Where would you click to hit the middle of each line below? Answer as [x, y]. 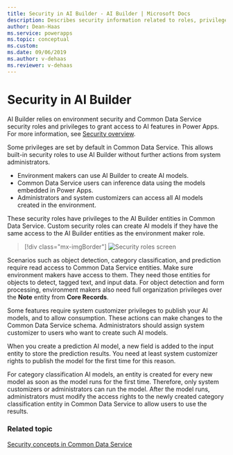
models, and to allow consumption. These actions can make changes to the [115, 317]
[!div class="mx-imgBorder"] [66, 247]
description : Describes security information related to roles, [102, 20]
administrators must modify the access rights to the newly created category [115, 396]
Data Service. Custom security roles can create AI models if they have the [113, 226]
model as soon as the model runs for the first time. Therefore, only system [113, 381]
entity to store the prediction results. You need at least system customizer [113, 353]
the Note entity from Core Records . [58, 297]
